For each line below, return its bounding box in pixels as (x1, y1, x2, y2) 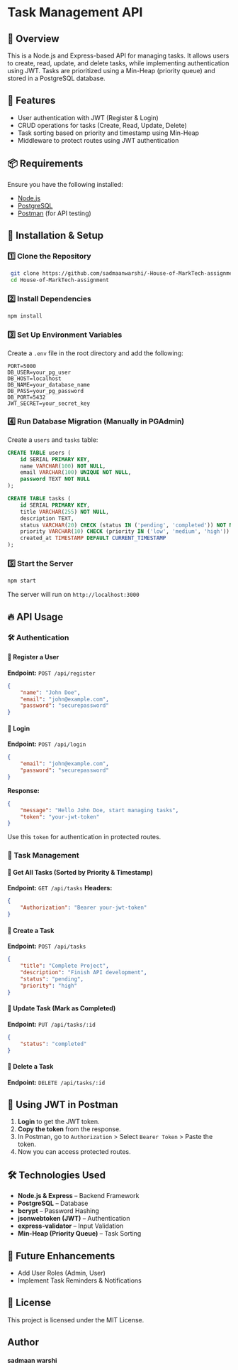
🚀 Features (7, 95, 56, 107)
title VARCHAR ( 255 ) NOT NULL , (20, 508, 110, 515)
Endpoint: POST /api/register (7, 669, 96, 677)
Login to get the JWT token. (17, 1117, 101, 1126)
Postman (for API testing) (17, 209, 92, 217)
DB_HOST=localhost (7, 374, 62, 382)
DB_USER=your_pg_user (7, 369, 72, 376)
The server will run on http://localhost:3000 (7, 590, 140, 599)
